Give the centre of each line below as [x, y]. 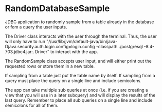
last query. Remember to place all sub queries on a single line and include [79, 100]
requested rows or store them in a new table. [50, 66]
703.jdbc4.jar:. [19, 52]
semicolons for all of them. [32, 105]
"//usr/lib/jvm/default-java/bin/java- [82, 41]
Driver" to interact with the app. [66, 52]
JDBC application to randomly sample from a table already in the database [80, 22]
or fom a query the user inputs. [36, 27]
